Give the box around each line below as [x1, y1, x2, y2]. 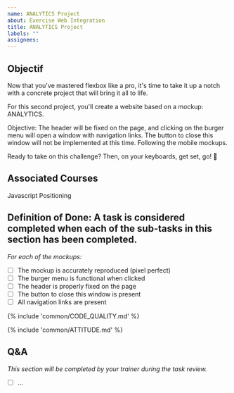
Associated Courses [7, 173, 98, 185]
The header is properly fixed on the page [17, 282, 137, 290]
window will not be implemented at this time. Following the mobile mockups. [7, 138, 228, 146]
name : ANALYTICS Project [7, 10, 80, 18]
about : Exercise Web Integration [7, 17, 105, 24]
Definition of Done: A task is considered [7, 212, 186, 224]
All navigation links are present [17, 297, 107, 306]
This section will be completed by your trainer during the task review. [7, 364, 207, 373]
